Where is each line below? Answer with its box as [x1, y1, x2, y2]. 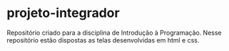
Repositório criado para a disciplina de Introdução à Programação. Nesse [6, 28, 222, 37]
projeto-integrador [6, 5, 120, 21]
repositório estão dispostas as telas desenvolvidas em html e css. [6, 35, 200, 44]
